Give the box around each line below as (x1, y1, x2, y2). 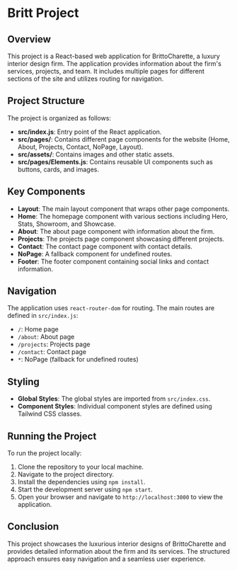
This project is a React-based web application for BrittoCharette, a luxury (7, 52, 221, 60)
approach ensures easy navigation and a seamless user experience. (7, 554, 207, 563)
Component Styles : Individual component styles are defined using (17, 402, 212, 411)
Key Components (7, 186, 86, 198)
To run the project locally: (7, 449, 82, 457)
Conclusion (7, 520, 59, 532)
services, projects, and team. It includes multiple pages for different (7, 67, 205, 75)
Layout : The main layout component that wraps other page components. (17, 204, 230, 213)
